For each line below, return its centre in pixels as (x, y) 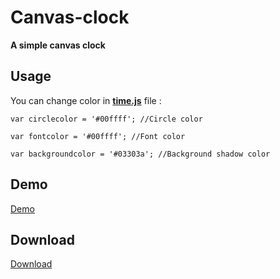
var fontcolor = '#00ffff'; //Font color (98, 136)
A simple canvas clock (58, 45)
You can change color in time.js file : (86, 100)
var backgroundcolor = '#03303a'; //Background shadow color (140, 154)
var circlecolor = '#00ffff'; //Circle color (106, 119)
